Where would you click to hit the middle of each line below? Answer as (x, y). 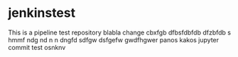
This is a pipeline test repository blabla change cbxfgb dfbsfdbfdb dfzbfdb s (120, 32)
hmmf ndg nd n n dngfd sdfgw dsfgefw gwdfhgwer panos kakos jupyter (114, 39)
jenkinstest (42, 13)
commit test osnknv (37, 47)
